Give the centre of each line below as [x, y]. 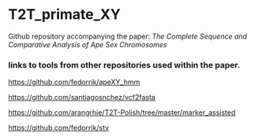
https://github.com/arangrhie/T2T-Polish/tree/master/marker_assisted [122, 112]
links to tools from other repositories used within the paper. [124, 64]
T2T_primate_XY [64, 15]
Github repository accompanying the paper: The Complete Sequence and [127, 36]
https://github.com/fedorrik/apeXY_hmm [74, 82]
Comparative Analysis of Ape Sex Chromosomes [88, 44]
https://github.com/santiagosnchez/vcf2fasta [82, 98]
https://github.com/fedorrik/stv [58, 128]
